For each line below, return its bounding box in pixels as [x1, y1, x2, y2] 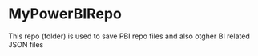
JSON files [8, 39, 44, 49]
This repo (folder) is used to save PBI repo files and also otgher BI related [8, 31, 250, 41]
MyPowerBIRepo [8, 5, 122, 23]
